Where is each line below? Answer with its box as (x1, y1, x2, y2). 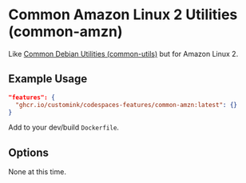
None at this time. (8, 167, 66, 177)
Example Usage (8, 72, 88, 86)
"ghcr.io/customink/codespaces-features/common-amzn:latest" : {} (15, 101, 238, 109)
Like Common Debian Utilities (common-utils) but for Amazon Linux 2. (8, 49, 239, 58)
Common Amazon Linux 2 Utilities (8, 6, 238, 24)
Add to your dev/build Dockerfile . (8, 122, 120, 133)
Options (8, 145, 50, 159)
